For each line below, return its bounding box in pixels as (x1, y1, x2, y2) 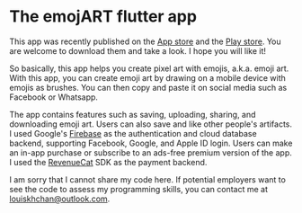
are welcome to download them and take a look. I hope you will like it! (9, 45, 267, 56)
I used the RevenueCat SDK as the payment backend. (9, 156, 208, 167)
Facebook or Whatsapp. (9, 92, 99, 102)
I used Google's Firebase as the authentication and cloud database (9, 128, 258, 138)
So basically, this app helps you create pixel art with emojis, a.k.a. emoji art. (9, 63, 289, 74)
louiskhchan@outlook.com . (9, 193, 111, 204)
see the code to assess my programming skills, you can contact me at (9, 183, 268, 194)
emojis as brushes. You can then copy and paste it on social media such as (9, 82, 288, 93)
